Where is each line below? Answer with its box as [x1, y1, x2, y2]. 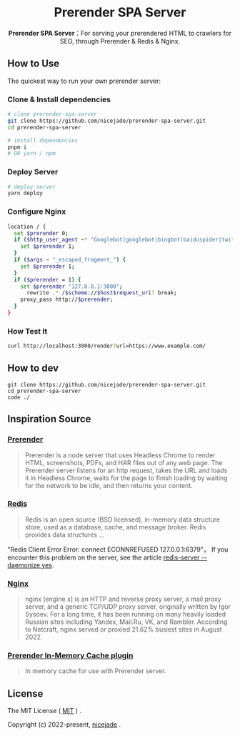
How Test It [7, 326, 48, 336]
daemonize [7, 560, 41, 569]
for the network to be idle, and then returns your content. [24, 481, 193, 489]
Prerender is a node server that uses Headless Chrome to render [24, 451, 216, 459]
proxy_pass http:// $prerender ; [20, 296, 114, 304]
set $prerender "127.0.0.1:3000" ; [20, 283, 123, 290]
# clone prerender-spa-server [7, 111, 98, 118]
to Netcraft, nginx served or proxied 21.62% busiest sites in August [24, 625, 223, 634]
